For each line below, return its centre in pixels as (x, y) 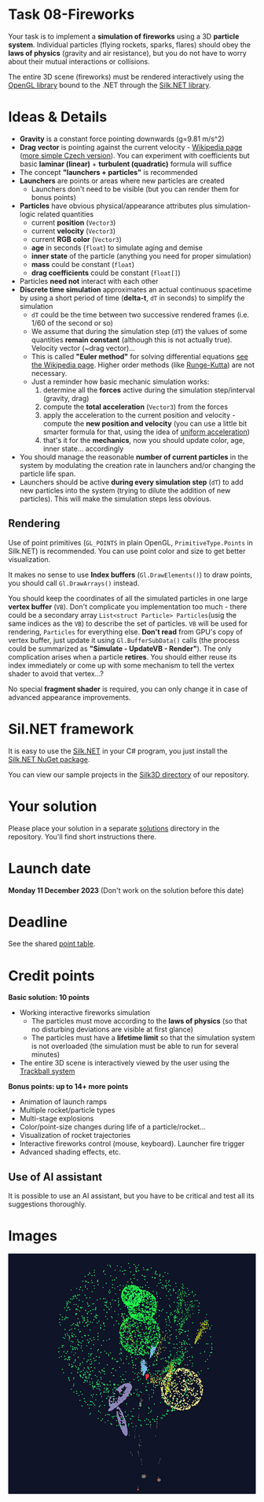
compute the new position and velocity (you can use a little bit (145, 423)
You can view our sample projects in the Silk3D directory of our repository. (129, 775)
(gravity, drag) (66, 398)
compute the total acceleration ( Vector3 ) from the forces (136, 407)
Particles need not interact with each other (89, 281)
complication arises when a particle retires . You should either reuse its (123, 656)
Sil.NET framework (71, 729)
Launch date (50, 868)
